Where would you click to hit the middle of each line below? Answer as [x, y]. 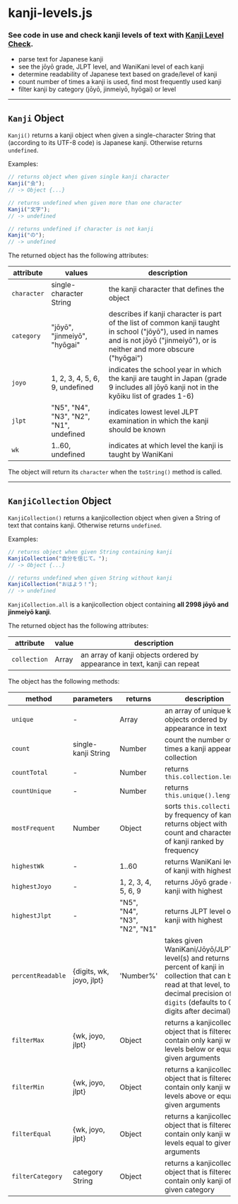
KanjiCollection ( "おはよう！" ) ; [53, 585]
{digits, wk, [91, 971]
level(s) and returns [197, 958]
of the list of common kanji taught [164, 323]
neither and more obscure [151, 349]
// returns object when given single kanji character [89, 177]
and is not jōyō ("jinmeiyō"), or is [163, 341]
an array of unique [195, 711]
